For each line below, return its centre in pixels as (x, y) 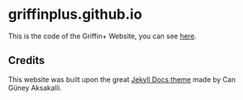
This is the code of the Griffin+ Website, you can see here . (103, 36)
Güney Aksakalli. (35, 87)
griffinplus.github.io (75, 14)
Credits (27, 61)
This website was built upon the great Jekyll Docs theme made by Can (122, 79)
